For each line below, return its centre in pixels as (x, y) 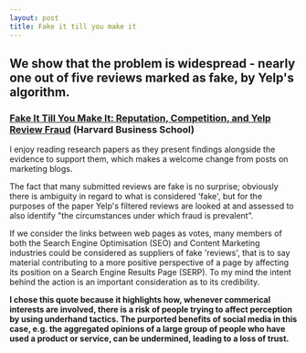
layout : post (34, 18)
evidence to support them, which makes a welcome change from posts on (149, 159)
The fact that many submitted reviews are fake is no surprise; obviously (144, 187)
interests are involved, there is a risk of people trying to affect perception (151, 310)
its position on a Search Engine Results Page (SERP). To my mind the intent (150, 273)
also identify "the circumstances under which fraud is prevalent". (132, 216)
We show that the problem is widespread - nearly (153, 64)
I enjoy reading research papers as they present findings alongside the (142, 150)
